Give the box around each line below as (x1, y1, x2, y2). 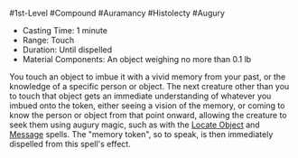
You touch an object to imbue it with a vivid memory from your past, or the (9, 71, 286, 82)
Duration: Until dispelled (22, 44, 113, 55)
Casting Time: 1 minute (22, 25, 108, 35)
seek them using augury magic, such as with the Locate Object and (9, 119, 260, 130)
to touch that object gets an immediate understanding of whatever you (9, 90, 272, 101)
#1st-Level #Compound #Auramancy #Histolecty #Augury (9, 8, 226, 18)
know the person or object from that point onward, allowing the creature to (9, 110, 287, 120)
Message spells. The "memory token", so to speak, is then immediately (9, 129, 274, 139)
